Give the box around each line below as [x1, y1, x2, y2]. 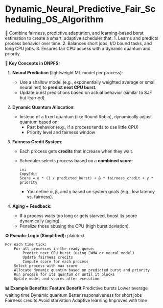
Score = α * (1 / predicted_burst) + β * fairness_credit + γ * [19, 176, 154, 180]
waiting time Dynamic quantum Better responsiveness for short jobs [5, 292, 142, 298]
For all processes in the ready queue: [14, 246, 95, 251]
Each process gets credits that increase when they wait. [19, 148, 134, 154]
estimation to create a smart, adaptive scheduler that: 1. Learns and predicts [5, 35, 159, 41]
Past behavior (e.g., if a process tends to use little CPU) [26, 124, 139, 130]
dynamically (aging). [19, 218, 61, 223]
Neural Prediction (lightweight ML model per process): [12, 69, 123, 75]
